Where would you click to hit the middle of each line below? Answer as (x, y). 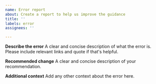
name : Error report (25, 10)
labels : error (20, 23)
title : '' (15, 19)
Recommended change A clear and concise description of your (71, 61)
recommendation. (23, 67)
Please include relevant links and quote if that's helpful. (62, 52)
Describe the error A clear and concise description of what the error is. (78, 46)
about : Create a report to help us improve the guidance (65, 14)
